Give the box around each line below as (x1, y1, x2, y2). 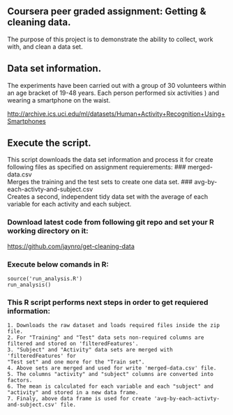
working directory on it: (7, 226, 89, 236)
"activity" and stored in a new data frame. (7, 389, 139, 396)
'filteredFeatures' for (7, 352, 77, 360)
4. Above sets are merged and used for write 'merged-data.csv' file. (7, 365, 217, 372)
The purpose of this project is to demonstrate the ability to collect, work (7, 35, 213, 43)
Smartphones (7, 116, 47, 125)
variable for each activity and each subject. (7, 200, 132, 209)
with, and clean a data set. (7, 42, 83, 51)
